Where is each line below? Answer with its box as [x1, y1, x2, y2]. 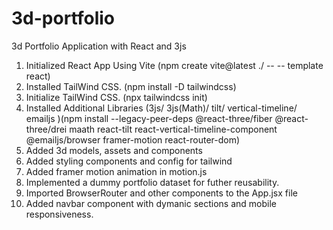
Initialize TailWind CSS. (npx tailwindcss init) [25, 91, 208, 103]
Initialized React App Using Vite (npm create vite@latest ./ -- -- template [25, 59, 324, 71]
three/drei [25, 123, 68, 135]
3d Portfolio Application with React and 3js [11, 40, 187, 52]
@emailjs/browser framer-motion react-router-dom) [25, 133, 241, 146]
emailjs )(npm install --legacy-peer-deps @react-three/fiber [25, 112, 273, 124]
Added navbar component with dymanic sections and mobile [25, 197, 277, 209]
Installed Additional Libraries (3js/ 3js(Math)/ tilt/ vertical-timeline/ [25, 102, 298, 114]
